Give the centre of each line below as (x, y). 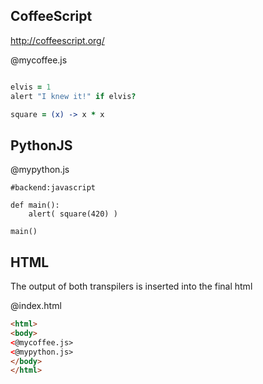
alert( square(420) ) (73, 214)
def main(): (35, 205)
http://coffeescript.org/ (57, 40)
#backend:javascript (53, 188)
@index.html (36, 306)
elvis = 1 (31, 87)
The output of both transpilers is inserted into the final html (131, 286)
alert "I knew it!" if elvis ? (73, 96)
